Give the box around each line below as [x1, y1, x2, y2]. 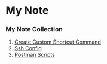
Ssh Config [14, 45, 42, 52]
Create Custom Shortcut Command [14, 38, 101, 45]
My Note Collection [5, 25, 63, 33]
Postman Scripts [14, 51, 55, 59]
